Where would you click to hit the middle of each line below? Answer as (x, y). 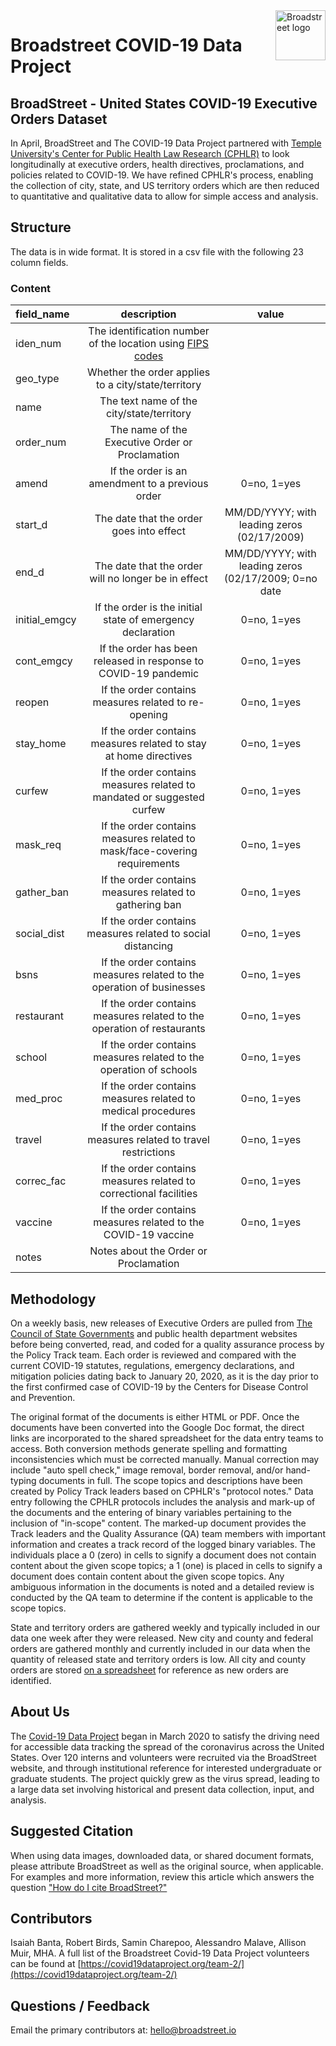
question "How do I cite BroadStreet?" (89, 1887)
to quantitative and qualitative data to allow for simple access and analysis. (164, 196)
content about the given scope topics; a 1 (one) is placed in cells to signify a (166, 1565)
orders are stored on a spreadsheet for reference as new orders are (150, 1670)
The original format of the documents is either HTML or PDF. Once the (155, 1416)
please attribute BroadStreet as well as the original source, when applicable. (167, 1866)
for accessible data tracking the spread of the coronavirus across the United (167, 1746)
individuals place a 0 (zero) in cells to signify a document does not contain (163, 1555)
